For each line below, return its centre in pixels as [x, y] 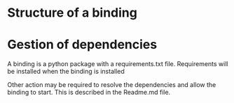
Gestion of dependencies [82, 45]
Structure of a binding [73, 13]
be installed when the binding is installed [66, 72]
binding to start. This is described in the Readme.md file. [89, 93]
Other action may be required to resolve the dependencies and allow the [112, 85]
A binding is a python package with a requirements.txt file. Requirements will [118, 64]
